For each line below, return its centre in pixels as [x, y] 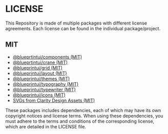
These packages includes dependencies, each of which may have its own [83, 110]
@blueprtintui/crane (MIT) [40, 62]
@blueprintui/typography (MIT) [46, 84]
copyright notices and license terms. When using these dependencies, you [84, 116]
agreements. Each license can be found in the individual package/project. [83, 28]
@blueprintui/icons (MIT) [39, 95]
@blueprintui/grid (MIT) [38, 68]
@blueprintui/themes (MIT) [41, 79]
